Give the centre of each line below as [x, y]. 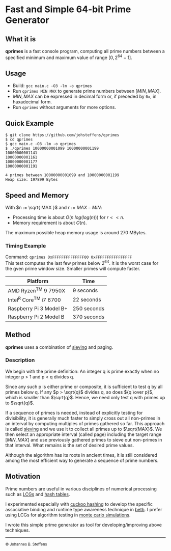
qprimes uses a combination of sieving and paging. [59, 347]
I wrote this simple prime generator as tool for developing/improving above [83, 525]
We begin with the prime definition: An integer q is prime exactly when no [82, 371]
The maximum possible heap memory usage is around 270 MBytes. [76, 233]
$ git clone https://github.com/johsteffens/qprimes [62, 135]
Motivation [23, 476]
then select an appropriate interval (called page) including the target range [83, 434]
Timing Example [26, 246]
